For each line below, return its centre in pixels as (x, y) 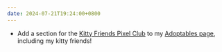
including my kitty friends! (54, 41)
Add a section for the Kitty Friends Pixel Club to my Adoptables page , (116, 33)
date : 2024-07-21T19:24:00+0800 (54, 14)
